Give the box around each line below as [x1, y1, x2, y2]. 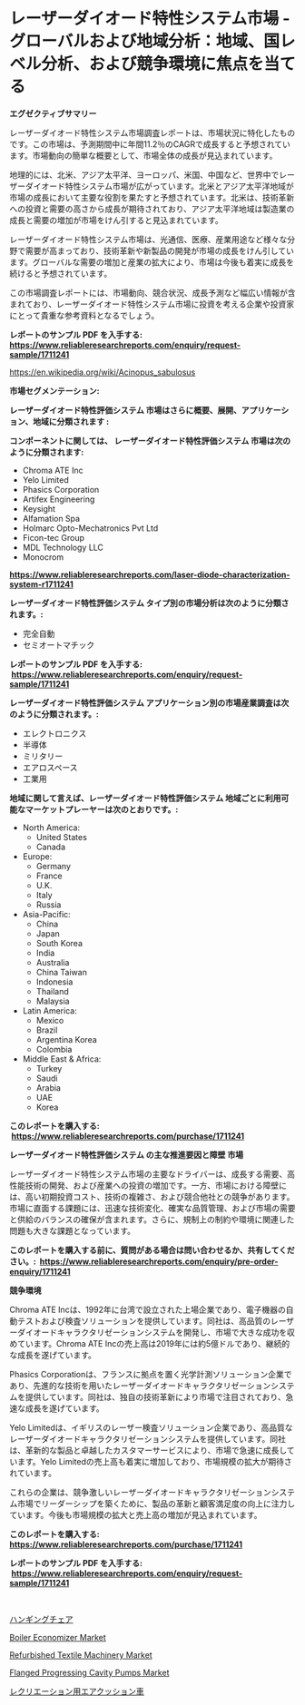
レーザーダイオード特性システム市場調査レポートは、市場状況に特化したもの [9, 127, 296, 138]
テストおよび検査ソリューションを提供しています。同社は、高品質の [16, 1315, 271, 1326]
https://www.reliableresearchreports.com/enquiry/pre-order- [39, 1256, 279, 1267]
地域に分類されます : [33, 416, 110, 426]
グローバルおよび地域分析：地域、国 [9, 31, 280, 52]
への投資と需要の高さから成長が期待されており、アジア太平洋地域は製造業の [9, 203, 295, 214]
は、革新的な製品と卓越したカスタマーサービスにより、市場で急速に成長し [9, 1445, 288, 1455]
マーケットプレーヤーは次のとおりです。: [25, 804, 179, 815]
